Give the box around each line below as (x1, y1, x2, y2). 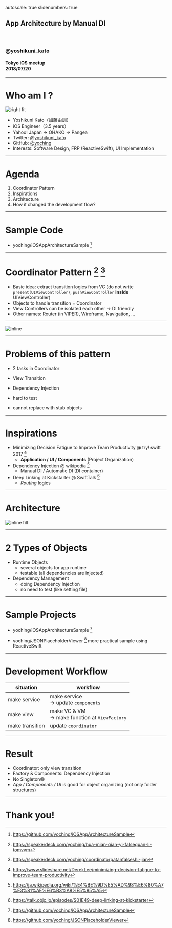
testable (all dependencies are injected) (20, 570, 104, 576)
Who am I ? (5, 90, 53, 101)
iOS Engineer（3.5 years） (12, 123, 69, 130)
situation (15, 684, 37, 692)
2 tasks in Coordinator (12, 365, 60, 372)
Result (5, 748, 33, 760)
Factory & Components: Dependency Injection (12, 770, 111, 777)
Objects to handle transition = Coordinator (12, 300, 102, 306)
